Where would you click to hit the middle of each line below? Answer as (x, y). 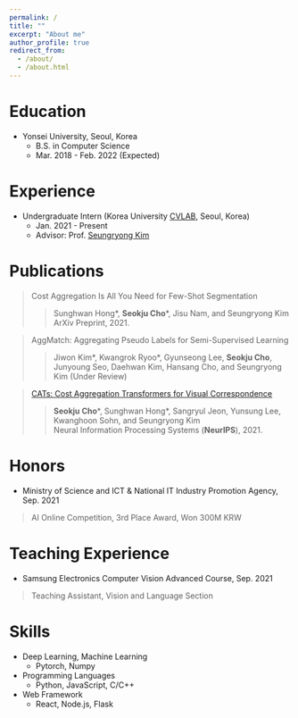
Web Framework (52, 694)
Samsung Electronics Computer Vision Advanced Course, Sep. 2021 (148, 578)
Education (48, 112)
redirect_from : (37, 51)
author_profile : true (50, 42)
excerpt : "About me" (48, 34)
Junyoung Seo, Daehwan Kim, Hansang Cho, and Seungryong (168, 366)
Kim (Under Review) (90, 376)
